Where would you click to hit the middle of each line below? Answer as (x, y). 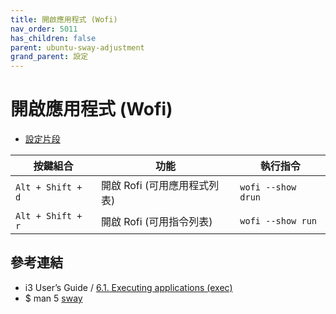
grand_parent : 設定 (49, 57)
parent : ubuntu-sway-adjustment (77, 47)
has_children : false (53, 38)
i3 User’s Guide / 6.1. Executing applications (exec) (128, 287)
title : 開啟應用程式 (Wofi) (64, 19)
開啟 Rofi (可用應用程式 (155, 186)
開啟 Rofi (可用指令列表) (156, 222)
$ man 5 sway (53, 298)
